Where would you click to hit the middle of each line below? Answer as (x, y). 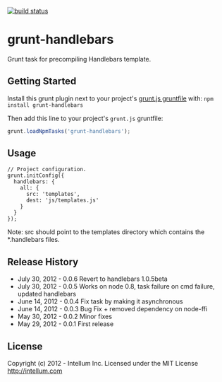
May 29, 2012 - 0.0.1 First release (66, 324)
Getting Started (42, 81)
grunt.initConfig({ (36, 176)
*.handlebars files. (33, 240)
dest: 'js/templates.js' (62, 201)
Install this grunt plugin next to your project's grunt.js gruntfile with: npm (110, 98)
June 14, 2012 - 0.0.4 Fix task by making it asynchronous (100, 301)
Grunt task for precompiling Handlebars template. (79, 59)
